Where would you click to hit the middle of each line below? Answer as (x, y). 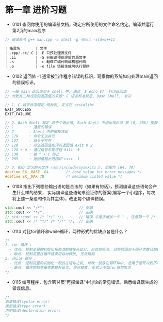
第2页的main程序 (29, 30)
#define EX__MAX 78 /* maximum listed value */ (64, 177)
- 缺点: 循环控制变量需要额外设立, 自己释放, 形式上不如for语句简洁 (70, 268)
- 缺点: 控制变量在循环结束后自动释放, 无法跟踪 (52, 254)
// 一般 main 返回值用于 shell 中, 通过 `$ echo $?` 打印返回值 (66, 92)
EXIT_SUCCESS (18, 109)
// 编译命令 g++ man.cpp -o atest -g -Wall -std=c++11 (60, 39)
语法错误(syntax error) (27, 302)
